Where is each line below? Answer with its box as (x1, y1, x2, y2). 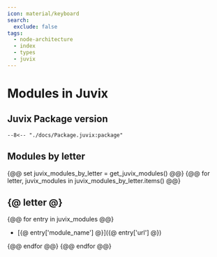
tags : (7, 29, 23, 37)
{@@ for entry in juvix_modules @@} (7, 215, 114, 224)
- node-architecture (13, 36, 73, 43)
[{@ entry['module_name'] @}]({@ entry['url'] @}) (17, 228, 162, 237)
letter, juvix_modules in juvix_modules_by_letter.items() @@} (7, 176, 181, 185)
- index (13, 42, 36, 49)
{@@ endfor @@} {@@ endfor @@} (7, 242, 112, 251)
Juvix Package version (7, 113, 108, 125)
